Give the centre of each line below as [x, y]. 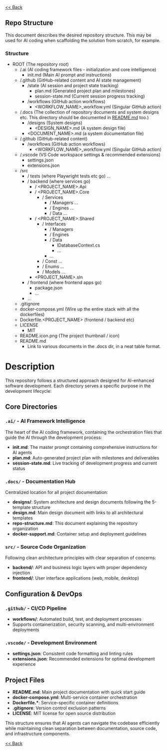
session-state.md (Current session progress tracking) [90, 96]
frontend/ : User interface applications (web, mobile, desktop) [76, 578]
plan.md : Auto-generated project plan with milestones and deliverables [86, 457]
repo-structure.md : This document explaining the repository [75, 524]
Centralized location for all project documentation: [57, 492]
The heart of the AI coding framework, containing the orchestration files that [83, 432]
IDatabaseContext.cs [79, 245]
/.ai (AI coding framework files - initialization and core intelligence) [88, 70]
